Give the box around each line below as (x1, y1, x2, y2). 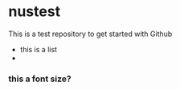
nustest (8, 2, 61, 21)
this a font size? (8, 73, 72, 84)
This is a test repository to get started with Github (8, 29, 173, 39)
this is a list (19, 44, 58, 54)
